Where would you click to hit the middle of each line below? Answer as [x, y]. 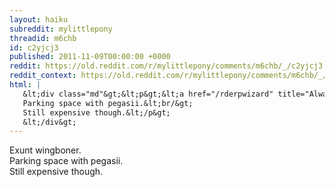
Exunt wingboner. [45, 150]
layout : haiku [39, 19]
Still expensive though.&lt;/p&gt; [96, 112]
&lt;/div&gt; [49, 122]
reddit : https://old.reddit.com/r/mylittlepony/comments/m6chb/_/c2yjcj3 [166, 66]
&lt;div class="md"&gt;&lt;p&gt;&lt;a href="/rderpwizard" [148, 94]
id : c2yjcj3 [34, 47]
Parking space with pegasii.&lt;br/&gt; [108, 103]
